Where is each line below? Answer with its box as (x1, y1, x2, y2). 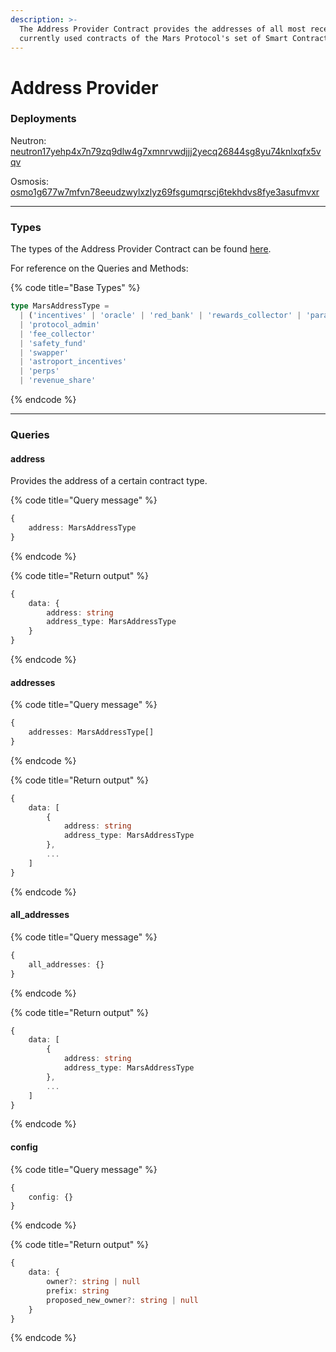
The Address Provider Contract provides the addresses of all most (19, 24, 307, 34)
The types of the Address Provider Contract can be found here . (10, 243, 272, 255)
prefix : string (46, 1286, 110, 1296)
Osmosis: (10, 175, 49, 187)
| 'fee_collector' (19, 329, 97, 339)
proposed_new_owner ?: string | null (46, 1295, 199, 1305)
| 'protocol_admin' (19, 319, 101, 330)
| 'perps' (19, 366, 60, 376)
